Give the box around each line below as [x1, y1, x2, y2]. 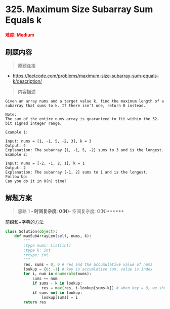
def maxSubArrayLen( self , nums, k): [14, 233, 92, 239]
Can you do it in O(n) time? [5, 179, 67, 184]
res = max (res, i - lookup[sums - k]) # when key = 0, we [41, 286, 157, 291]
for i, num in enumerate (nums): [23, 271, 92, 277]
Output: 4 [5, 143, 26, 148]
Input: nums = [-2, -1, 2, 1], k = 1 [5, 161, 85, 166]
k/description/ [12, 78, 42, 84]
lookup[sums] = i [41, 295, 78, 300]
